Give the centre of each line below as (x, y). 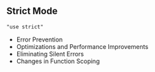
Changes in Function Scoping (58, 61)
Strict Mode (32, 11)
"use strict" (25, 26)
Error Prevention (39, 39)
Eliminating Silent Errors (50, 54)
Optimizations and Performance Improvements (82, 46)
